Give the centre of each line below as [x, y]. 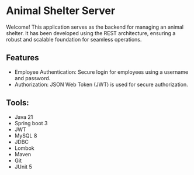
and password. [32, 78]
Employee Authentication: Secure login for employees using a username [101, 72]
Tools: [18, 103]
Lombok [25, 148]
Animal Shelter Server [61, 11]
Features [22, 58]
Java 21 [24, 117]
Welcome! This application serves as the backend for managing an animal [95, 27]
